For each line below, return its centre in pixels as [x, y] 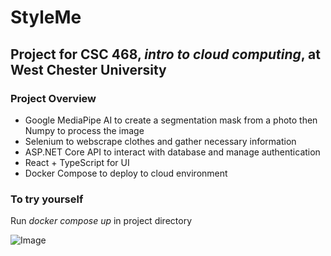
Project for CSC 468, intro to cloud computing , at [165, 54]
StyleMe [46, 17]
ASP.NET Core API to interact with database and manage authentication [172, 152]
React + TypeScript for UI [77, 162]
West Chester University [88, 69]
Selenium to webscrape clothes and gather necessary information [160, 141]
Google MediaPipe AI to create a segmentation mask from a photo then [171, 120]
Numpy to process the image [84, 130]
